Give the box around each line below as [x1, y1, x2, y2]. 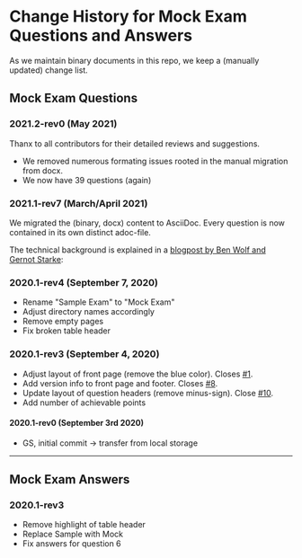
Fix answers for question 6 [22, 538, 121, 549]
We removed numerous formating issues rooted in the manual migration [22, 155, 289, 166]
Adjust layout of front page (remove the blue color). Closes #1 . [22, 368, 253, 379]
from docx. [22, 164, 63, 176]
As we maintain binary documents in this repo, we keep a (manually [9, 55, 260, 66]
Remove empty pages [22, 316, 104, 327]
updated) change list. [9, 65, 88, 75]
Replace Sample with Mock [22, 528, 124, 540]
